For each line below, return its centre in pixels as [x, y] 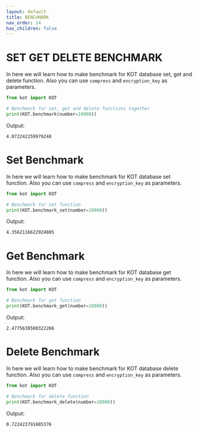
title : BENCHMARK [28, 17]
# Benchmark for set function [44, 204]
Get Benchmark [45, 256]
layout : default [26, 12]
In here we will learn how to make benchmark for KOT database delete [92, 368]
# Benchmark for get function [44, 301]
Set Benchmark [45, 160]
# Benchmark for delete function [48, 396]
